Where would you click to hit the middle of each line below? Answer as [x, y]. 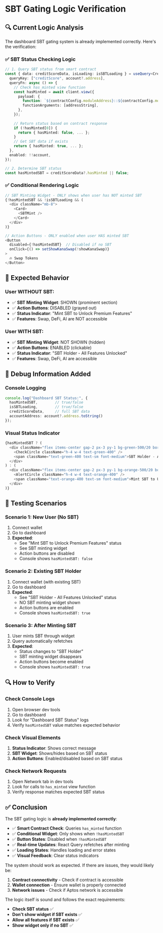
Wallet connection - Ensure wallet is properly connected [69, 885]
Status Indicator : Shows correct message [54, 748]
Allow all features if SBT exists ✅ [46, 920]
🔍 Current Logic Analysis [44, 27]
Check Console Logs [30, 699]
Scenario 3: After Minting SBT [41, 625]
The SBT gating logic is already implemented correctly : [61, 819]
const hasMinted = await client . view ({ [54, 92]
